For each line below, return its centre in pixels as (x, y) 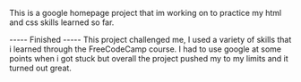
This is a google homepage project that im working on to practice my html (146, 13)
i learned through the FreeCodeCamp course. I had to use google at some (146, 49)
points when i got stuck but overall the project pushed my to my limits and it (149, 58)
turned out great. (40, 68)
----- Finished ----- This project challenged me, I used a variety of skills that (150, 40)
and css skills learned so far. (62, 22)
